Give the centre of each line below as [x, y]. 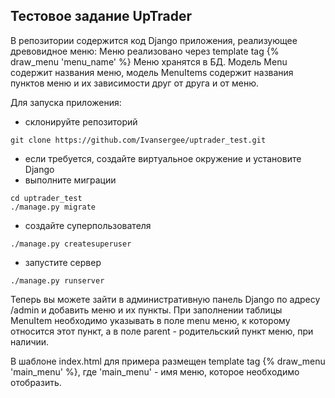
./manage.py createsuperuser [71, 244]
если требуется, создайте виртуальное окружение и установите [163, 158]
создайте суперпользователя [88, 225]
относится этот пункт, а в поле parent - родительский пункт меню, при [162, 331]
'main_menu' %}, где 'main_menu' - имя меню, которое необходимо [155, 371]
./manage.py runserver [57, 280]
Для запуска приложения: [66, 102]
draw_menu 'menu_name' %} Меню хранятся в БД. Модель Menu [149, 61]
